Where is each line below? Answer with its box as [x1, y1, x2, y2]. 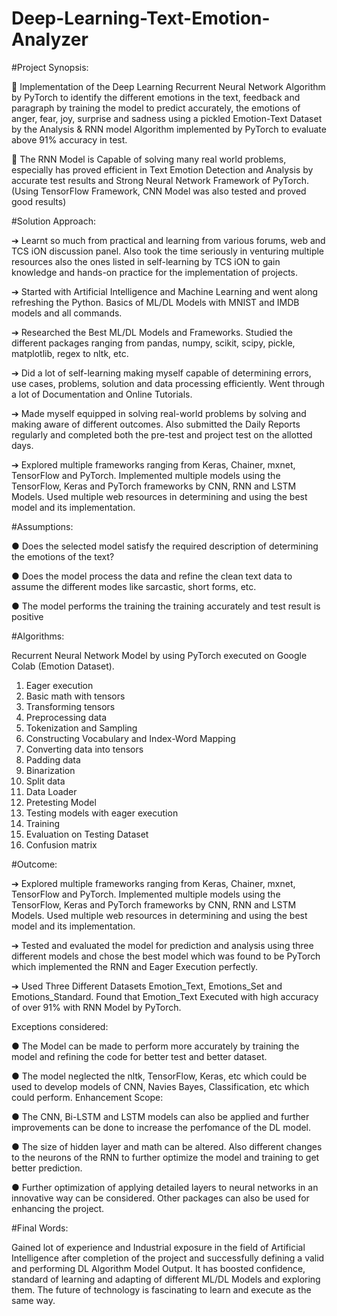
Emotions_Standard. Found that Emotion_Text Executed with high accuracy [11, 990, 319, 1002]
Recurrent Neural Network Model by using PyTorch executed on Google [11, 649, 308, 661]
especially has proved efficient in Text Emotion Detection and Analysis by [11, 163, 314, 176]
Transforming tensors [25, 700, 116, 712]
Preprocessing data [25, 711, 108, 723]
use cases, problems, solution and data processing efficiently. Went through [11, 377, 326, 389]
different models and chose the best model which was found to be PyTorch [11, 950, 321, 962]
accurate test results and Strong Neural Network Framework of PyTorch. [11, 174, 310, 186]
